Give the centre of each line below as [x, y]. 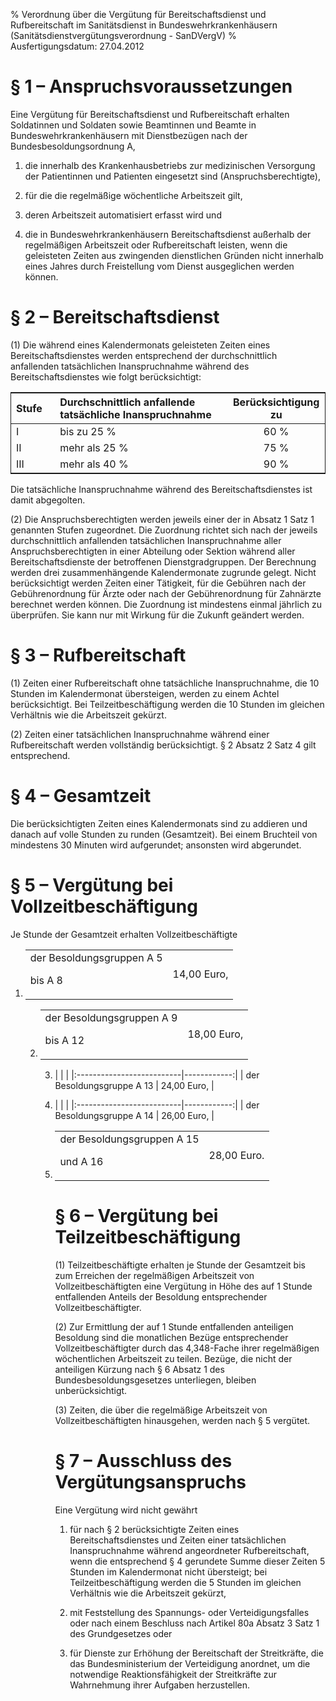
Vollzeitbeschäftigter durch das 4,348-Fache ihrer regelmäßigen [187, 1348]
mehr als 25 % [94, 447]
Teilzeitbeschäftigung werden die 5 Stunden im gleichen [185, 1582]
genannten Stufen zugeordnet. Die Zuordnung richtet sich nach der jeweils [164, 530]
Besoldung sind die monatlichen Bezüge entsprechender [171, 1337]
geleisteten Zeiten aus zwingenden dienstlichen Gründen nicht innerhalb [174, 255]
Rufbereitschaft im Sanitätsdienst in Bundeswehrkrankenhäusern [144, 25]
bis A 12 [64, 1040]
